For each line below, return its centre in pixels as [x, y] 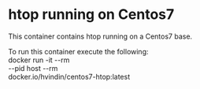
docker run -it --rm [39, 60]
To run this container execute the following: [78, 51]
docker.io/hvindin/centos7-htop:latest [69, 76]
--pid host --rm [33, 68]
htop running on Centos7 [91, 15]
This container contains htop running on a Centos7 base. [100, 36]
